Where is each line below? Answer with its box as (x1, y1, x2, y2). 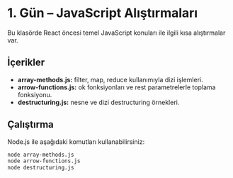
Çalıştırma (7, 118, 55, 130)
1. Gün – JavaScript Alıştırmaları (7, 5, 198, 21)
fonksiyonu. (17, 90, 52, 99)
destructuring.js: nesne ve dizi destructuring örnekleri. (17, 98, 180, 106)
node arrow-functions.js (7, 157, 81, 165)
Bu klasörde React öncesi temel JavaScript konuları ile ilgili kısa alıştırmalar (7, 28, 226, 37)
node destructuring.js (7, 165, 74, 172)
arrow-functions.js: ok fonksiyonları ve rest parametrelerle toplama (17, 83, 216, 91)
